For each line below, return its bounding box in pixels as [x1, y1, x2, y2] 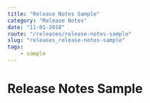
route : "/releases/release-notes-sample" [7, 30, 132, 38]
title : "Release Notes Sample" [7, 10, 100, 18]
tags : [7, 43, 23, 50]
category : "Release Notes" [7, 17, 87, 24]
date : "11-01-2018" [7, 23, 65, 31]
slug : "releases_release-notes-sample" [7, 37, 126, 44]
